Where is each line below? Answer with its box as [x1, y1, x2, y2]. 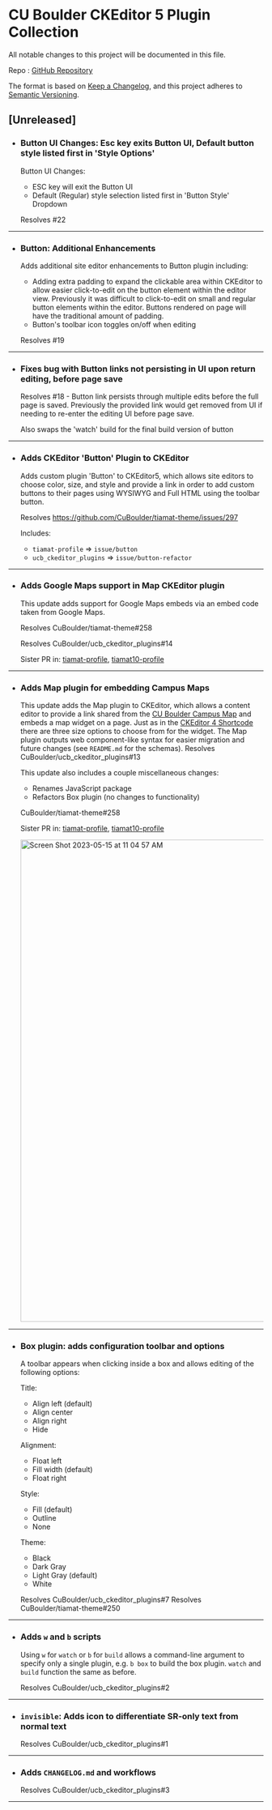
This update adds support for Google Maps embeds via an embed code [19, 598, 259, 608]
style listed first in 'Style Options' [19, 147, 155, 159]
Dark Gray [32, 1562, 66, 1572]
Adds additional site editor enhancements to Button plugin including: [19, 261, 249, 271]
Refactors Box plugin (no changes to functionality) [32, 792, 200, 802]
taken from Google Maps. [19, 607, 105, 617]
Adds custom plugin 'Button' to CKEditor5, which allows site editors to [19, 471, 253, 480]
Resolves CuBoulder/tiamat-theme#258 [19, 622, 152, 633]
